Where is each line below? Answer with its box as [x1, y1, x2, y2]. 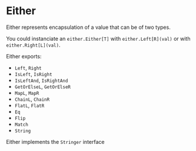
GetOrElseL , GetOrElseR [14, 83, 71, 90]
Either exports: [6, 52, 42, 60]
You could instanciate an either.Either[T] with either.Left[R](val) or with [6, 35, 191, 42]
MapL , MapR [14, 89, 39, 96]
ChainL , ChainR [14, 96, 50, 103]
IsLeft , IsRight [14, 70, 52, 77]
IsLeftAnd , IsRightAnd [14, 77, 68, 84]
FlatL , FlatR [14, 101, 45, 109]
